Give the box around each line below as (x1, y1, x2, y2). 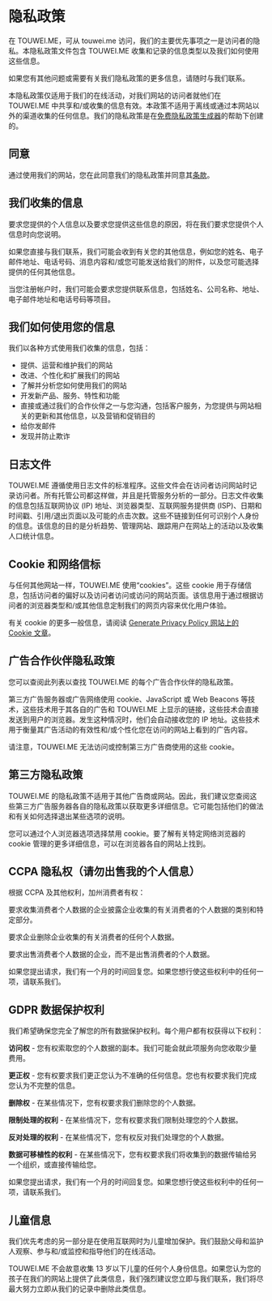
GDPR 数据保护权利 (8, 1003, 105, 1016)
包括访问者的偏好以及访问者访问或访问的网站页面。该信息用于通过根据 (22, 590, 257, 600)
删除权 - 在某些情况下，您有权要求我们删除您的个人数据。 (8, 1098, 201, 1108)
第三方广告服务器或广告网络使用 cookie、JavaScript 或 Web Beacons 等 (8, 694, 249, 704)
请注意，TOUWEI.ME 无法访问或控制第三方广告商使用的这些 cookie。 (8, 741, 239, 751)
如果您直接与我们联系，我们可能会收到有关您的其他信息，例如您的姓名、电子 (8, 247, 264, 256)
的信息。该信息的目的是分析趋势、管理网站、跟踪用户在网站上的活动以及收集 (8, 521, 264, 531)
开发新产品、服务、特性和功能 (19, 391, 120, 401)
